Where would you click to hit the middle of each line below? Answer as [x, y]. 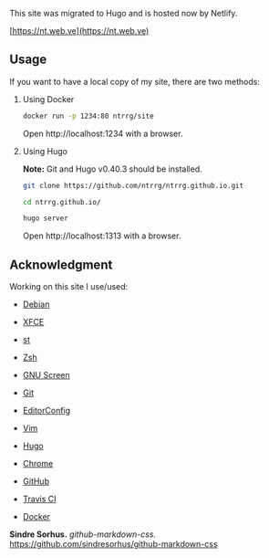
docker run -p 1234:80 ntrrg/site [88, 116]
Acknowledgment [61, 264]
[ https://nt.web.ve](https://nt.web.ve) [79, 31]
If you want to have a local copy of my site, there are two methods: [134, 81]
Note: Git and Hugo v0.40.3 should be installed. [112, 169]
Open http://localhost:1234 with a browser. [103, 133]
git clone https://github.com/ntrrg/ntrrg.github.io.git [133, 185]
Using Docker [48, 99]
